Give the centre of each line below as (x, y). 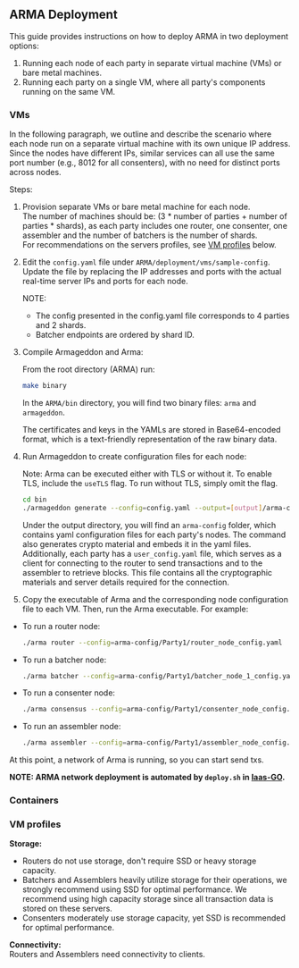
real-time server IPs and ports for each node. (105, 282)
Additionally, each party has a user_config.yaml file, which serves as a (152, 553)
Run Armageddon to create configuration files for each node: (134, 456)
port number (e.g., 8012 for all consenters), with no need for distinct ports (145, 163)
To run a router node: (61, 626)
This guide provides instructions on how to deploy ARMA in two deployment (149, 36)
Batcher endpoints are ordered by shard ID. (115, 335)
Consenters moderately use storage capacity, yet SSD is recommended (154, 918)
